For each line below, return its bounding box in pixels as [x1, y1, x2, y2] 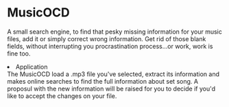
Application [16, 62, 48, 71]
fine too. [7, 49, 31, 58]
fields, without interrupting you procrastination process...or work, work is [7, 42, 213, 50]
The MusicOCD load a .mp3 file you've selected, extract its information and [7, 70, 219, 78]
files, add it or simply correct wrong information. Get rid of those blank [7, 34, 206, 43]
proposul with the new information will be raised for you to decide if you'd [7, 84, 216, 93]
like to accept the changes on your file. [7, 91, 117, 100]
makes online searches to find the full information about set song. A [7, 77, 199, 85]
